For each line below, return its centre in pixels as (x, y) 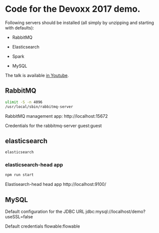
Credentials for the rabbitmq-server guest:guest (53, 126)
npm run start (20, 175)
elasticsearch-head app (34, 165)
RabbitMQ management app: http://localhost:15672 (57, 116)
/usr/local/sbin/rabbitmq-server (39, 106)
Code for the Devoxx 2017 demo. (73, 9)
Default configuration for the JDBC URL (45, 211)
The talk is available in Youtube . (37, 75)
